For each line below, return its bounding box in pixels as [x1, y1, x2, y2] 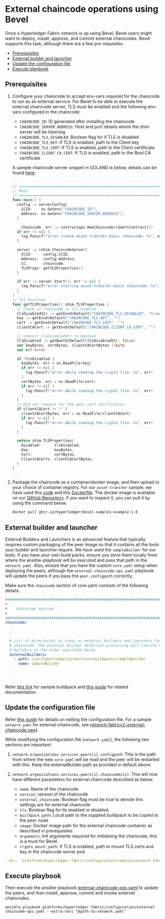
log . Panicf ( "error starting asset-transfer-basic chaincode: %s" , [21, 284, 160, 289]
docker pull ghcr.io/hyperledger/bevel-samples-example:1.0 [12, 510, 138, 515]
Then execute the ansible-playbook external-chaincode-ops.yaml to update [5, 885, 159, 891]
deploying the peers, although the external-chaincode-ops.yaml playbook [5, 568, 154, 574]
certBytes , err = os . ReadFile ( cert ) [21, 379, 96, 384]
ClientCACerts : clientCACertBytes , [21, 457, 94, 461]
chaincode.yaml [5, 727, 38, 733]
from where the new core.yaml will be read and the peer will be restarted [12, 756, 160, 762]
